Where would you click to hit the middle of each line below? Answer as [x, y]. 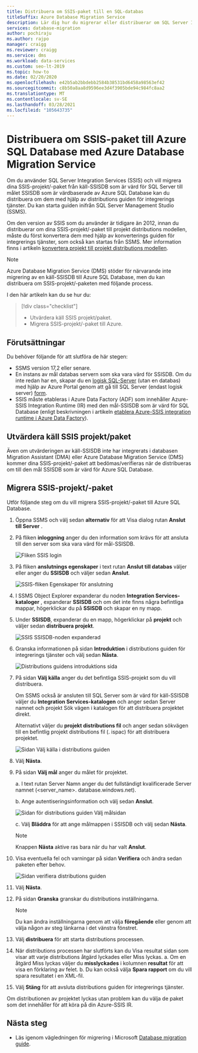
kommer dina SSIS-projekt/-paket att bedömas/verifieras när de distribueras [99, 463]
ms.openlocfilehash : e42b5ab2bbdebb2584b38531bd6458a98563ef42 [86, 83]
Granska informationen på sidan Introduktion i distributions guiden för [100, 649]
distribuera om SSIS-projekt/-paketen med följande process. [80, 284]
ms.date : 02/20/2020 [32, 77]
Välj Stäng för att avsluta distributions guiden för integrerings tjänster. [100, 987]
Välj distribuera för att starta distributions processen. [80, 939]
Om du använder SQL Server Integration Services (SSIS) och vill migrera [94, 181]
